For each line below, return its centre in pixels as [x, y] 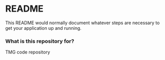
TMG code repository [28, 52]
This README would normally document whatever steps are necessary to [82, 23]
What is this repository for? [40, 41]
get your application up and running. [43, 28]
